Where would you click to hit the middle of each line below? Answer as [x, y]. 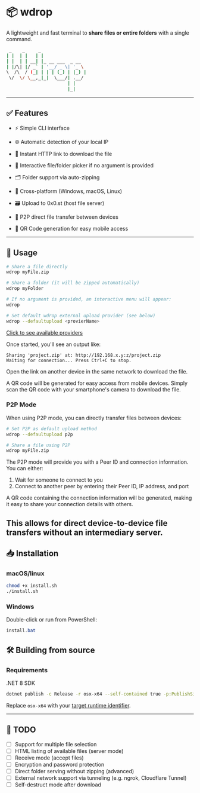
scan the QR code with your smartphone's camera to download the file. [94, 389]
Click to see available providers [45, 332]
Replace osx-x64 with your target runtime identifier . [68, 705]
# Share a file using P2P [38, 445]
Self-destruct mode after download [58, 785]
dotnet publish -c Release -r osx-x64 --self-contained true [84, 694]
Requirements [27, 670]
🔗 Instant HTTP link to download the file [63, 154]
